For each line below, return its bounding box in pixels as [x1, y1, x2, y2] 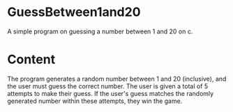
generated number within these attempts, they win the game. [7, 97, 183, 105]
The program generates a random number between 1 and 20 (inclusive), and [7, 74, 227, 83]
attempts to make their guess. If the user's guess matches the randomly [7, 89, 214, 97]
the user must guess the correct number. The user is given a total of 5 [7, 81, 209, 90]
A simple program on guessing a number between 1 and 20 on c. [7, 27, 193, 35]
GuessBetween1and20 [7, 4, 141, 20]
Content [7, 51, 56, 67]
